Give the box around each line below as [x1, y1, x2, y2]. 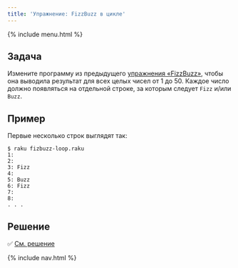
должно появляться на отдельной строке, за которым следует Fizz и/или [7, 85, 232, 93]
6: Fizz [7, 183, 31, 190]
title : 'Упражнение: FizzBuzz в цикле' [7, 10, 126, 18]
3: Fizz [7, 164, 31, 171]
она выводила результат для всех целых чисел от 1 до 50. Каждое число [7, 77, 229, 85]
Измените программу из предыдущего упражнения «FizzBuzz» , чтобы [7, 69, 223, 78]
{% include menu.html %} [7, 30, 83, 38]
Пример [7, 112, 46, 124]
